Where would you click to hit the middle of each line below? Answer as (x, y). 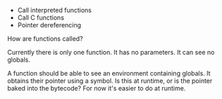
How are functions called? (45, 39)
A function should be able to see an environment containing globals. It (109, 73)
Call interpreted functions (55, 10)
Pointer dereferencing (49, 25)
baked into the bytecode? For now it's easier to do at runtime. (97, 88)
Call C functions (41, 18)
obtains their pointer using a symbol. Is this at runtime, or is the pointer (110, 81)
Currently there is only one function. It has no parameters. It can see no (111, 52)
